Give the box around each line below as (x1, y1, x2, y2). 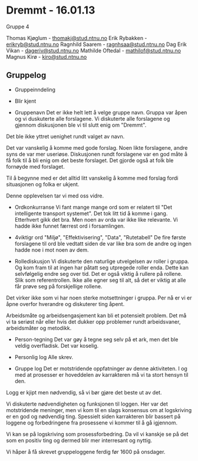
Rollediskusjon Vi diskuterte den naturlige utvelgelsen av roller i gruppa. (14, 258, 190, 265)
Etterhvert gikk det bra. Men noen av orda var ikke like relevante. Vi (14, 216, 178, 223)
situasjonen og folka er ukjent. (6, 180, 80, 187)
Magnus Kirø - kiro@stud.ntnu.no (6, 53, 87, 60)
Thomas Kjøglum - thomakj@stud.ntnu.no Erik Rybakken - (6, 34, 147, 41)
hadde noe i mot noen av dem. (14, 246, 89, 253)
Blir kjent (14, 97, 37, 104)
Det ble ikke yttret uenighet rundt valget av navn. (6, 133, 125, 140)
